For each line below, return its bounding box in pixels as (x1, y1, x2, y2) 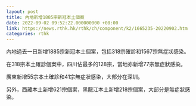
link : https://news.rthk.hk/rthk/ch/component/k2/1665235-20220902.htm (6, 25, 188, 32)
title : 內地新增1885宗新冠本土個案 (6, 14, 85, 20)
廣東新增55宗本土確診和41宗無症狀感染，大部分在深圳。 (6, 73, 144, 80)
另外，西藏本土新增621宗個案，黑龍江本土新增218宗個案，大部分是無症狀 (6, 86, 185, 93)
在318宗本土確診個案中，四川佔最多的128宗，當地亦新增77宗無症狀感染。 (6, 61, 186, 68)
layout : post (6, 8, 39, 15)
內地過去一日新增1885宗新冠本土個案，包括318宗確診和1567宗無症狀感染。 (6, 48, 189, 55)
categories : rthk (6, 31, 49, 37)
